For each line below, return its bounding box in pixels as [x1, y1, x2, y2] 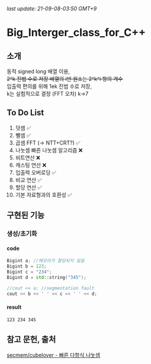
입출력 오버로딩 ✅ [15, 169, 57, 176]
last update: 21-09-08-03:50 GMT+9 [7, 5, 97, 12]
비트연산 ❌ [15, 154, 40, 161]
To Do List [7, 108, 44, 118]
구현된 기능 [7, 211, 45, 221]
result [7, 303, 22, 311]
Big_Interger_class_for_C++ [7, 26, 146, 39]
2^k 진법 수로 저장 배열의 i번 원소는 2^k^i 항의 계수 [7, 76, 123, 82]
